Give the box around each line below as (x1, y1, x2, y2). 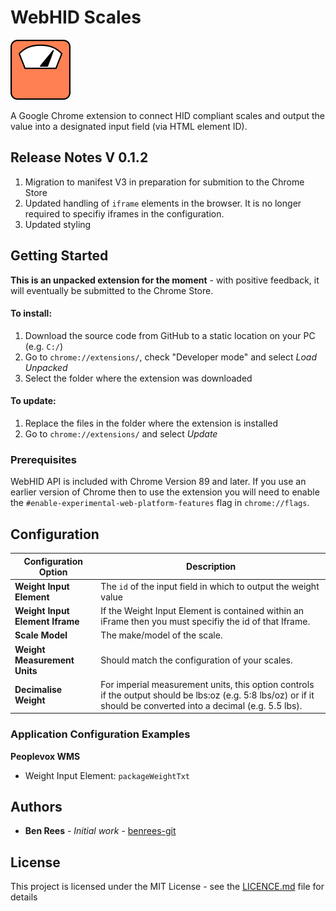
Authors (10, 799, 63, 816)
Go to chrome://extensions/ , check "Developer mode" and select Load (24, 351, 317, 363)
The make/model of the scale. (100, 629, 223, 641)
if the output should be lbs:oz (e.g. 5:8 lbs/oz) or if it (100, 689, 315, 701)
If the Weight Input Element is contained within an (100, 605, 305, 617)
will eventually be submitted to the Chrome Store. (10, 284, 214, 296)
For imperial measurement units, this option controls (100, 678, 315, 690)
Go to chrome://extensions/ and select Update (24, 427, 218, 440)
